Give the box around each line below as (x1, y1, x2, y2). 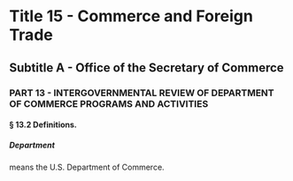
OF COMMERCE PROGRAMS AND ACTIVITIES (9, 97, 209, 109)
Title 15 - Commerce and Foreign (9, 6, 254, 26)
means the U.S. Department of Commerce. (9, 162, 166, 173)
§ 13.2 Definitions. (9, 119, 78, 130)
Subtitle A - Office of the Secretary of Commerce (9, 60, 285, 75)
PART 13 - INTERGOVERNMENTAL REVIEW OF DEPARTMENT (9, 87, 274, 99)
